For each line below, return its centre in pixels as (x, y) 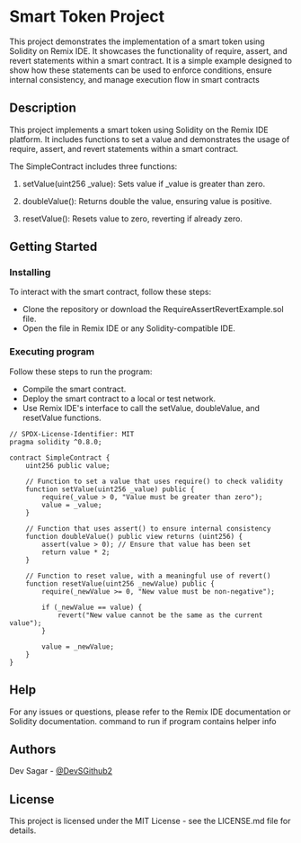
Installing (30, 273)
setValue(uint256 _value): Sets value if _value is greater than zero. (144, 184)
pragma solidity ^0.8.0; (56, 442)
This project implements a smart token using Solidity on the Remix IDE (139, 130)
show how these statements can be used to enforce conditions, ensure (141, 70)
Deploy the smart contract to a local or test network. (119, 399)
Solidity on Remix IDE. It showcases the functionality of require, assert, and (148, 50)
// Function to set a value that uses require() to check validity (154, 481)
